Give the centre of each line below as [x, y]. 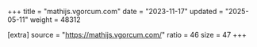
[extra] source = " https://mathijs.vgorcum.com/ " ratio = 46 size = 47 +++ [127, 35]
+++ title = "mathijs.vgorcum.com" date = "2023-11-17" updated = [115, 11]
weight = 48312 [55, 20]
